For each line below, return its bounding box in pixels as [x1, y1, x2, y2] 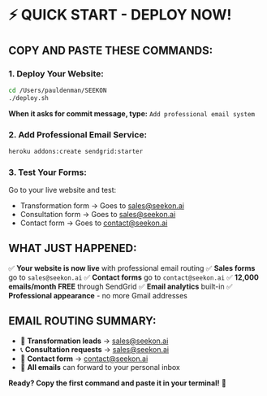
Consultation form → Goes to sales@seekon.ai [19, 210, 176, 220]
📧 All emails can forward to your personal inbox [19, 362, 180, 372]
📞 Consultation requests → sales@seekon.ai [19, 344, 169, 354]
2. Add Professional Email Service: [8, 128, 148, 140]
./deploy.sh [8, 94, 49, 102]
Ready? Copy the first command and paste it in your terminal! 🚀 [8, 378, 227, 388]
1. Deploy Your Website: [8, 67, 104, 79]
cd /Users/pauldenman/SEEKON [8, 86, 107, 94]
